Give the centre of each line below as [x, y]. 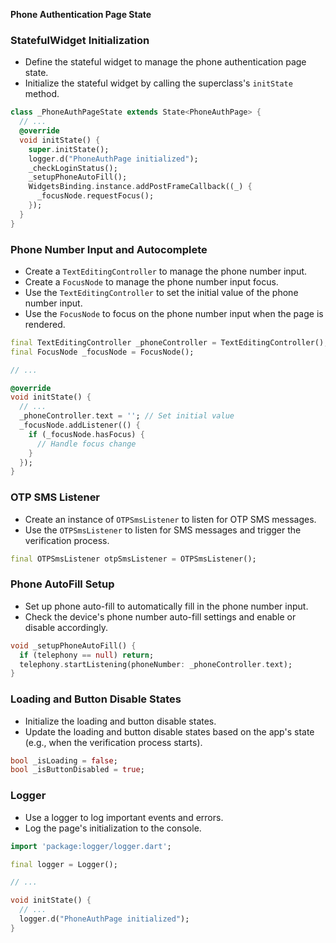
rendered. [45, 324]
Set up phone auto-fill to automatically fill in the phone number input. [166, 606]
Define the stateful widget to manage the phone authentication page [165, 62]
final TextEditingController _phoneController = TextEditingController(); [169, 342]
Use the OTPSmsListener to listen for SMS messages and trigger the [163, 530]
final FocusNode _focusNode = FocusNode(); [102, 352]
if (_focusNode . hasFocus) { [86, 434]
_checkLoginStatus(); [73, 168]
